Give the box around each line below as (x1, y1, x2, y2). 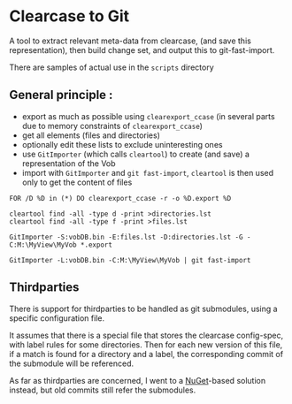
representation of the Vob (21, 157, 117, 169)
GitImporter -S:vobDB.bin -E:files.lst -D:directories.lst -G (9, 232, 243, 241)
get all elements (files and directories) (21, 130, 161, 141)
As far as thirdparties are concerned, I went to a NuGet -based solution (9, 375, 266, 385)
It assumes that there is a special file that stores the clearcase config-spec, (9, 330, 284, 340)
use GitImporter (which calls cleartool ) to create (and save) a (21, 149, 250, 159)
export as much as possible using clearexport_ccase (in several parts (21, 111, 276, 121)
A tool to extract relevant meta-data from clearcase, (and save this (9, 35, 252, 46)
